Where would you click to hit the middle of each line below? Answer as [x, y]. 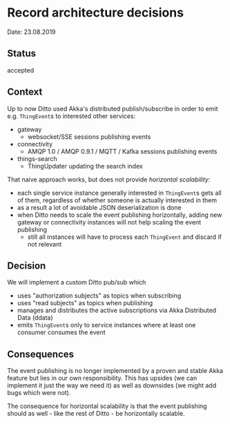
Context [25, 92]
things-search [37, 158]
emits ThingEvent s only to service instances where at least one [106, 325]
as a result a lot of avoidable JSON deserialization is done [99, 207]
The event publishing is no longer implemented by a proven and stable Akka [115, 371]
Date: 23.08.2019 [32, 32]
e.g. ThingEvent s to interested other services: [71, 116]
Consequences [41, 354]
